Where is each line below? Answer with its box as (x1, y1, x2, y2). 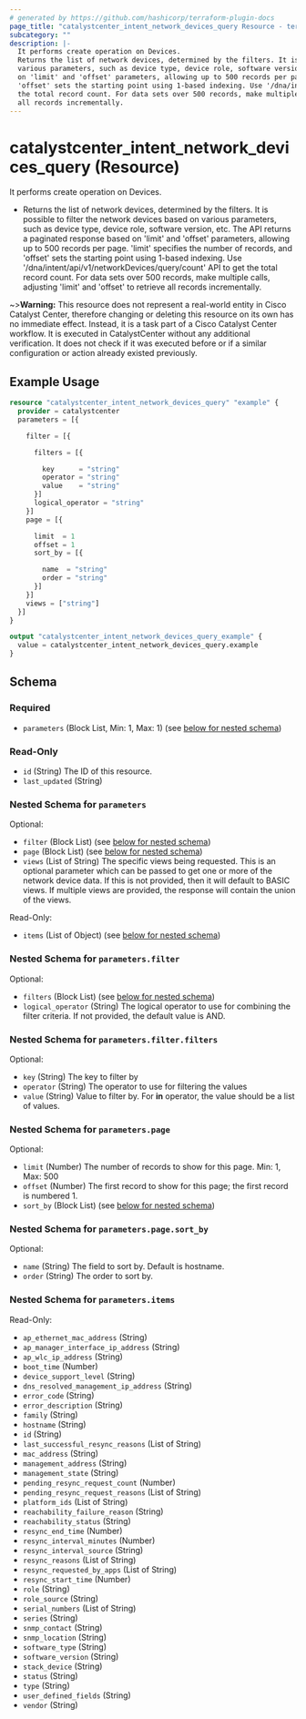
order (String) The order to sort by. (22, 1271, 153, 1282)
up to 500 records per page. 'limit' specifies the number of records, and (22, 243, 293, 254)
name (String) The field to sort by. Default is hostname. (22, 1261, 225, 1272)
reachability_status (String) (22, 1515, 132, 1526)
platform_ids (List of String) (22, 1496, 128, 1507)
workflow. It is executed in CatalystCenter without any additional (9, 329, 250, 340)
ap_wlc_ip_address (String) (22, 1351, 123, 1362)
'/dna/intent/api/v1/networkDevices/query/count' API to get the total (22, 262, 278, 273)
